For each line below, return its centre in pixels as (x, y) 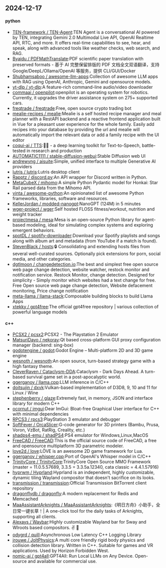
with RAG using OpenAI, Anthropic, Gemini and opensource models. (82, 81)
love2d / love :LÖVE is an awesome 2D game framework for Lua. (78, 451)
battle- (148, 145)
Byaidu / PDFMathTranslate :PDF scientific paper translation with (78, 58)
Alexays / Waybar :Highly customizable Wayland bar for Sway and (79, 522)
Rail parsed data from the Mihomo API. (52, 188)
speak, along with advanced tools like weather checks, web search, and (86, 48)
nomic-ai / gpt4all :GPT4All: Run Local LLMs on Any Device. (73, 556)
